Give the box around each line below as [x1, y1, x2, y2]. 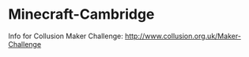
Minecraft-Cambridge [8, 5, 155, 23]
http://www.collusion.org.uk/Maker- [125, 31, 241, 41]
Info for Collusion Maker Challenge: [8, 31, 124, 41]
